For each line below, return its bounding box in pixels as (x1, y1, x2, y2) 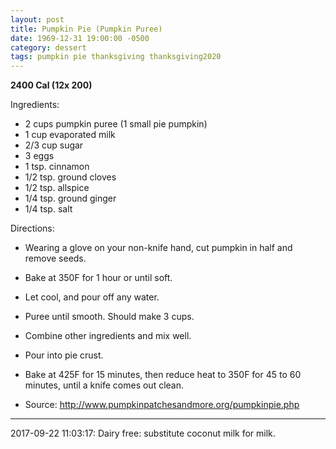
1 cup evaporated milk (24, 129, 116, 141)
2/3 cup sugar (24, 139, 84, 151)
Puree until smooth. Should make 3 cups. (24, 311, 195, 323)
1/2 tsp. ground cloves (24, 171, 117, 183)
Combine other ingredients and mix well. (24, 330, 192, 342)
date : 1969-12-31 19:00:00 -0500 (10, 33, 150, 43)
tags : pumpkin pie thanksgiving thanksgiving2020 (10, 52, 222, 62)
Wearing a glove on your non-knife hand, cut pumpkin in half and (24, 242, 293, 254)
